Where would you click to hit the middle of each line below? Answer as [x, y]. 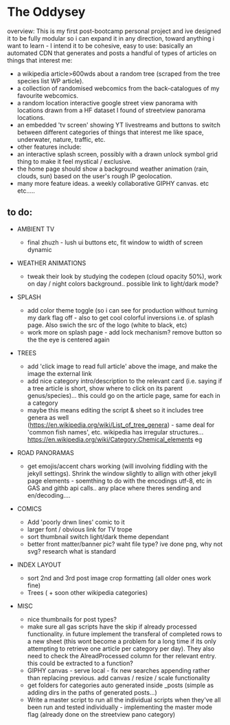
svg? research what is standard [72, 551]
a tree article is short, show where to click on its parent [105, 388]
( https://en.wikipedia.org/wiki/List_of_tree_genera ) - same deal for [121, 425]
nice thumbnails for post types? [72, 619]
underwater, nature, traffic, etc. [61, 139]
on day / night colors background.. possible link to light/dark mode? [123, 284]
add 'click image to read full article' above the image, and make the [122, 366]
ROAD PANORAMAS [45, 452]
